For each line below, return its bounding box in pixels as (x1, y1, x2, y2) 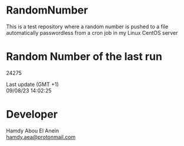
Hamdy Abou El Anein (6, 127, 59, 134)
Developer (6, 108, 58, 121)
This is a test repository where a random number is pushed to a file (6, 23, 169, 30)
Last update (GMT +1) (6, 81, 59, 88)
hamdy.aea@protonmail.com (6, 133, 76, 140)
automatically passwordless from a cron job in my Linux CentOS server (6, 29, 178, 36)
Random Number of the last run (6, 50, 163, 64)
